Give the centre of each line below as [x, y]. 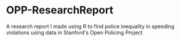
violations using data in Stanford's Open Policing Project [74, 32]
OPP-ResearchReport [60, 10]
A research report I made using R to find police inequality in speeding [90, 26]
